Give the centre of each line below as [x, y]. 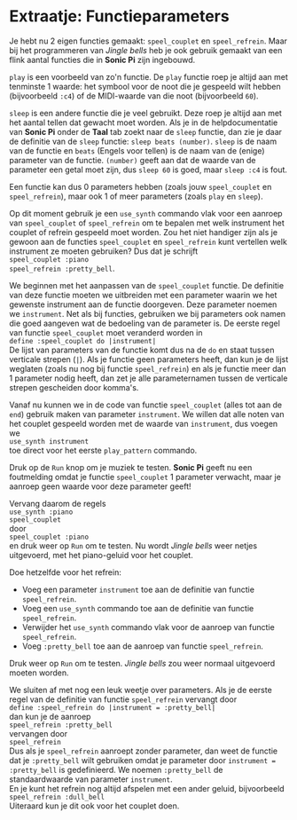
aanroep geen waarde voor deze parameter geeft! [101, 486]
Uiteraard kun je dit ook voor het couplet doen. [94, 806]
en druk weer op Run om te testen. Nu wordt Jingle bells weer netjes [133, 545]
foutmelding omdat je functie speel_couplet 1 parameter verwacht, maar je [145, 477]
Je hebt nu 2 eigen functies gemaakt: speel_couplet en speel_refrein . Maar [148, 41]
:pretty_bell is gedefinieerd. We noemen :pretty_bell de [116, 769]
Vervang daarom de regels [58, 503]
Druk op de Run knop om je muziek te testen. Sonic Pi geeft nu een [131, 467]
